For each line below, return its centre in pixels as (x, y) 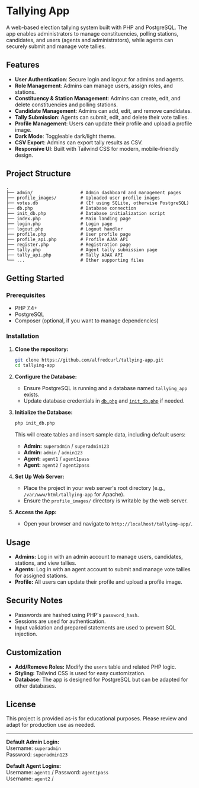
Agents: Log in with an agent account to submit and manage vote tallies (102, 569)
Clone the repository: (41, 349)
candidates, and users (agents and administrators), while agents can (90, 40)
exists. (31, 395)
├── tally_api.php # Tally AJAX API (65, 255)
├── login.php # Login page (59, 224)
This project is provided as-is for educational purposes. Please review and (97, 719)
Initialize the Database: (44, 412)
